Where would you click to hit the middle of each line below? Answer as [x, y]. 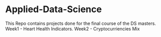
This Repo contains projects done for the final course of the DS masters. [80, 23]
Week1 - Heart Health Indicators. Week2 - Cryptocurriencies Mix [73, 28]
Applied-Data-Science [54, 9]
